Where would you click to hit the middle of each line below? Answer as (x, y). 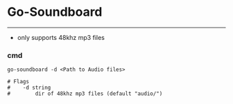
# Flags (18, 82)
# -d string (29, 88)
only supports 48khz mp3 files (61, 37)
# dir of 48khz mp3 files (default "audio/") (85, 94)
